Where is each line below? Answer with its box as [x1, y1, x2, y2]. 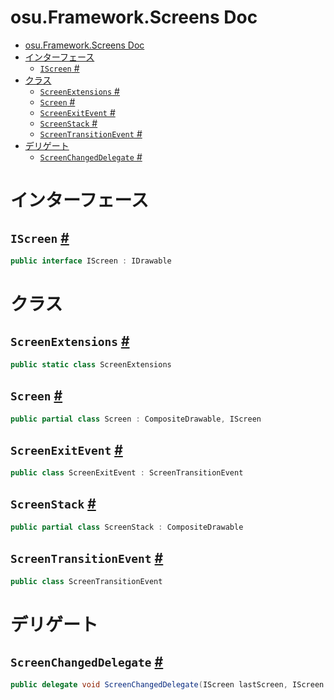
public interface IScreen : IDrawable [10, 256, 172, 266]
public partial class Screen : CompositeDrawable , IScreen [10, 414, 262, 424]
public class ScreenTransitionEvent [10, 576, 163, 586]
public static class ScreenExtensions [10, 359, 172, 370]
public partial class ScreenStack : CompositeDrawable [10, 522, 244, 532]
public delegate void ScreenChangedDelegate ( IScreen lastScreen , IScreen [10, 680, 325, 690]
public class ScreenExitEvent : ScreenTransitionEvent [10, 468, 244, 478]
